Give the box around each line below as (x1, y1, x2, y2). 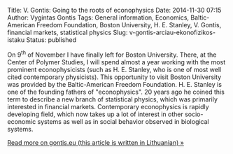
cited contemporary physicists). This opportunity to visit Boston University (7, 73, 222, 81)
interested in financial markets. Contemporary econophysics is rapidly (7, 102, 209, 111)
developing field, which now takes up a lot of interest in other (7, 110, 184, 118)
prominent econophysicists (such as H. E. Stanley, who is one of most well (7, 65, 222, 73)
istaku (7, 36, 25, 44)
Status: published (26, 36, 77, 44)
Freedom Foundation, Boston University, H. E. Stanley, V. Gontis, (36, 21, 222, 29)
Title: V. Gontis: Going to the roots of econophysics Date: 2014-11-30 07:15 (7, 6, 222, 14)
